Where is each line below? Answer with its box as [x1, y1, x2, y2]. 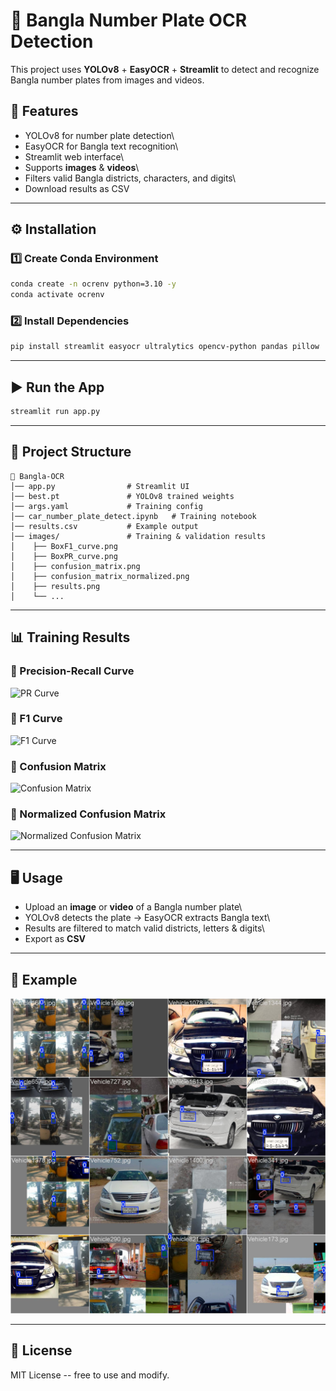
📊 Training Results [10, 629, 131, 646]
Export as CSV [24, 933, 87, 945]
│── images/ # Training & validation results [10, 531, 267, 541]
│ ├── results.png [10, 581, 101, 591]
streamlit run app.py [10, 407, 101, 417]
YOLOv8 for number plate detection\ [24, 129, 175, 141]
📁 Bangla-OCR [10, 471, 65, 481]
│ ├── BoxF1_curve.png [10, 541, 118, 551]
